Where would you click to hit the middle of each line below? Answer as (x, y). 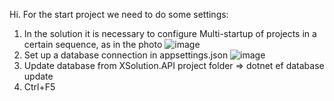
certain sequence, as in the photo (93, 44)
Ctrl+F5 (39, 87)
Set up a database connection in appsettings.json (126, 55)
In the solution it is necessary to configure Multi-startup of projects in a (170, 33)
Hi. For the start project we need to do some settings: (119, 14)
